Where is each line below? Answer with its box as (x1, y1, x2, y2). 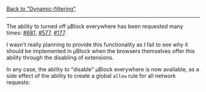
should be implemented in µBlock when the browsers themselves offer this (6, 48, 195, 54)
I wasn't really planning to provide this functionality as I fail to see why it (6, 41, 188, 48)
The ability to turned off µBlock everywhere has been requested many (6, 23, 184, 30)
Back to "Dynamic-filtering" (6, 5, 77, 12)
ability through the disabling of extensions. (6, 54, 114, 61)
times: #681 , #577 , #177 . (6, 29, 67, 36)
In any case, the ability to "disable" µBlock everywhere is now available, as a (6, 66, 199, 73)
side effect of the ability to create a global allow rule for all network (6, 73, 176, 79)
